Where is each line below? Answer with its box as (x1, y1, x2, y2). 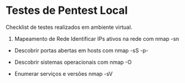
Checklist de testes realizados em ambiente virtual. (5, 23, 133, 31)
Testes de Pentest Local (5, 4, 128, 17)
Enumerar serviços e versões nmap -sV (14, 70, 113, 77)
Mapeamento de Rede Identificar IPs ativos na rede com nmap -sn (14, 35, 180, 42)
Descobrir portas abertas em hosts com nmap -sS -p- (14, 46, 149, 54)
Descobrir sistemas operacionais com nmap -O (14, 58, 132, 66)
